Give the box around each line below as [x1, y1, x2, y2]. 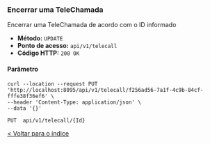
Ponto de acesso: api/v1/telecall [17, 42, 118, 50]
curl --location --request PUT [7, 80, 98, 88]
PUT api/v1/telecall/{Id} [7, 117, 86, 124]
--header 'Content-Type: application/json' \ [7, 99, 141, 106]
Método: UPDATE [17, 34, 63, 42]
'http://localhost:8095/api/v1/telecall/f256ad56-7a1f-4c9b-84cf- [7, 86, 204, 93]
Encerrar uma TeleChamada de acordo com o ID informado [7, 21, 177, 29]
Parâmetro [7, 65, 38, 73]
